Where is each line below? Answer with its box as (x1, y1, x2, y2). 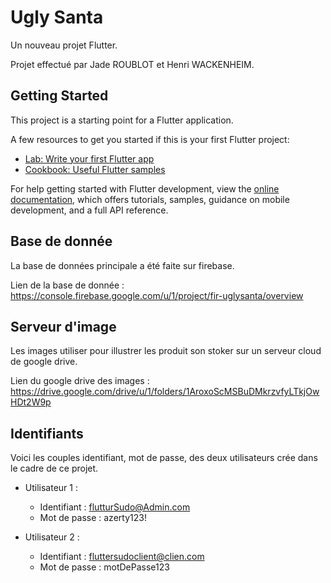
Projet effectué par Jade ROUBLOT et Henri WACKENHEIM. (10, 58, 255, 70)
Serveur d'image (10, 318, 117, 335)
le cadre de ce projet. (10, 462, 99, 475)
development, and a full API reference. (10, 204, 169, 216)
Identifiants (10, 425, 84, 442)
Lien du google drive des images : (10, 375, 150, 387)
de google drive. (10, 356, 78, 368)
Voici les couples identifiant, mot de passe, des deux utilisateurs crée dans (10, 452, 318, 464)
